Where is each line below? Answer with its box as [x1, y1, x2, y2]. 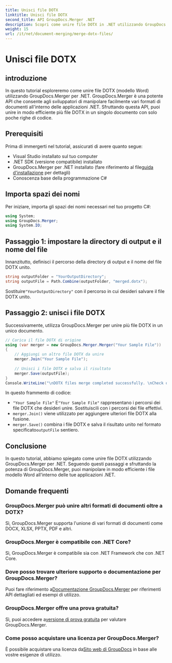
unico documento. [5, 327, 44, 334]
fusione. [12, 416, 30, 422]
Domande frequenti [5, 486, 69, 495]
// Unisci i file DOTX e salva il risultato [14, 366, 111, 371]
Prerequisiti [5, 129, 44, 139]
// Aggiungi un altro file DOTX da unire [14, 352, 104, 357]
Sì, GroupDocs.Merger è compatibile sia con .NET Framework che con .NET [5, 550, 165, 556]
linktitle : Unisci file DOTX [5, 12, 68, 17]
